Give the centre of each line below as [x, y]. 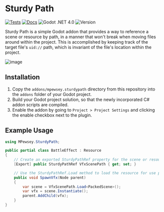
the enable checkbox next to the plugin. [52, 115]
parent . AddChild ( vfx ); [46, 196]
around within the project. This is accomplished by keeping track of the [77, 42]
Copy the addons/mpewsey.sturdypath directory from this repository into [83, 89]
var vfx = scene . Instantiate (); [56, 191]
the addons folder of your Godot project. [52, 94]
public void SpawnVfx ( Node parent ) [50, 177]
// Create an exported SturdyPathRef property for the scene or [81, 160]
